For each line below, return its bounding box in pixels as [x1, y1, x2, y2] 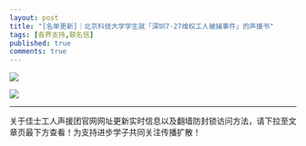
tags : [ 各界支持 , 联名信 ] [9, 30, 94, 39]
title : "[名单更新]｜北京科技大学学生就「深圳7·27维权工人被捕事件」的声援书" [9, 22, 275, 31]
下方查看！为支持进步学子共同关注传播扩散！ [33, 127, 201, 138]
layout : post [9, 13, 59, 23]
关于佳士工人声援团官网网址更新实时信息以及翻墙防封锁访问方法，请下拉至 [9, 115, 289, 127]
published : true [9, 38, 71, 48]
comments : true [9, 47, 67, 56]
